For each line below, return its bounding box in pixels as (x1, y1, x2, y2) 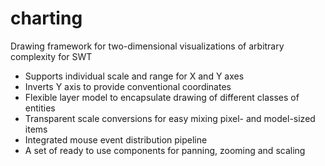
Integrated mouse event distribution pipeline (24, 133, 208, 146)
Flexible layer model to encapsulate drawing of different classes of (24, 91, 300, 103)
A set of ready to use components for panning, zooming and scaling (24, 144, 306, 156)
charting (10, 7, 83, 30)
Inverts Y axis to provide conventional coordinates (24, 80, 232, 92)
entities (24, 102, 56, 114)
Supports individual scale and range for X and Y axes (24, 70, 245, 82)
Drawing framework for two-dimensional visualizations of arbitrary (10, 40, 285, 52)
